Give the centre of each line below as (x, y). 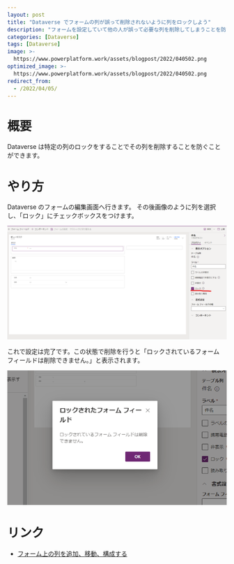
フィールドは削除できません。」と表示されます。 (76, 361)
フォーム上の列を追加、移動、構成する (72, 554)
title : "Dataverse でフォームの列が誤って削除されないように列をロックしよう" (109, 22)
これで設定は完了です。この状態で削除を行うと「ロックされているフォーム (114, 352)
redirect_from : (29, 81)
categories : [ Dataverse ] (43, 37)
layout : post (26, 15)
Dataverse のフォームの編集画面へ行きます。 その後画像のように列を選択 (111, 207)
